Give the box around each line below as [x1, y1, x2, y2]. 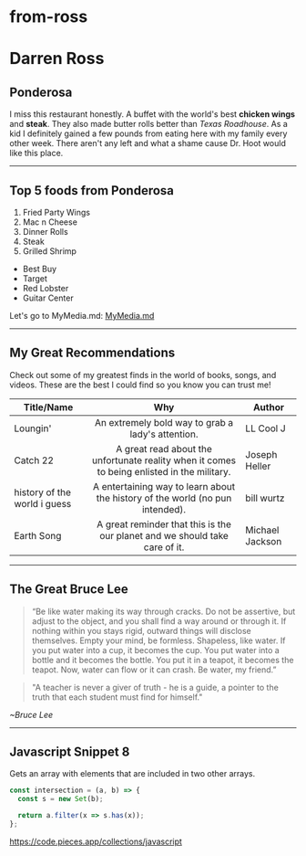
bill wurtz [245, 491, 285, 504]
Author [253, 400, 285, 413]
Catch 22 [14, 454, 55, 467]
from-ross [9, 6, 88, 27]
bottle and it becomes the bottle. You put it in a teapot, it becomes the [31, 654, 294, 665]
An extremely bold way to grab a [94, 416, 234, 428]
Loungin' [14, 422, 52, 435]
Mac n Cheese [22, 217, 77, 227]
